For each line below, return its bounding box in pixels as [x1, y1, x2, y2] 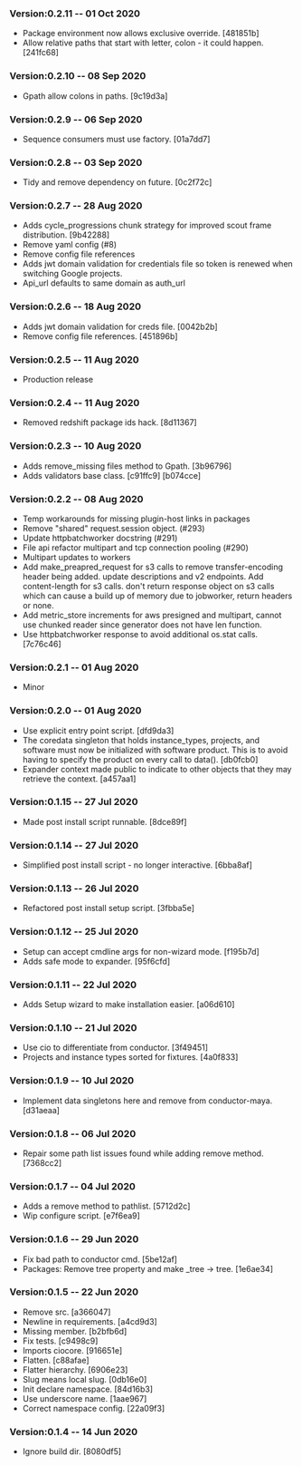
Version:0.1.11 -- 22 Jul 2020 [9, 978, 137, 991]
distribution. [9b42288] [22, 229, 110, 240]
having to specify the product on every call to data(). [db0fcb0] [22, 753, 259, 764]
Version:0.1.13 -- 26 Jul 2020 [9, 882, 139, 895]
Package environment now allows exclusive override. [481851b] [22, 28, 260, 39]
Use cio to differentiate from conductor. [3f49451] [22, 1042, 209, 1053]
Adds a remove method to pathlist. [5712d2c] [22, 1200, 191, 1212]
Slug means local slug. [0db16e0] [22, 1374, 147, 1384]
